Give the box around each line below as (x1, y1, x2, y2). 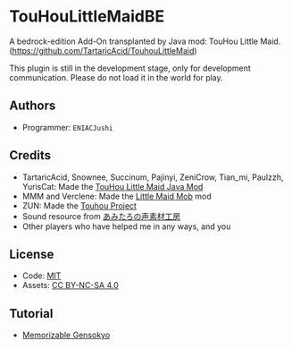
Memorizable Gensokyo (21, 329, 111, 341)
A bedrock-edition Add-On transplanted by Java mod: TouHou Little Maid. (9, 36, 281, 47)
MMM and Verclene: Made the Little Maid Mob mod (21, 191, 212, 201)
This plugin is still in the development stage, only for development (9, 63, 252, 73)
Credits (9, 148, 52, 163)
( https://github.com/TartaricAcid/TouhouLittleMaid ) (9, 45, 198, 55)
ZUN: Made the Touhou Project (21, 200, 137, 211)
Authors (9, 98, 56, 114)
